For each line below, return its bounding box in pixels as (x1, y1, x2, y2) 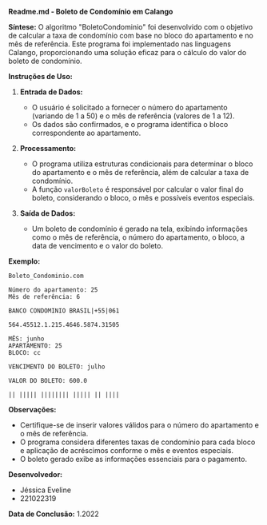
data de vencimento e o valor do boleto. (31, 241, 164, 250)
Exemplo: (8, 257, 41, 266)
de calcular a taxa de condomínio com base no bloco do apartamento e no (8, 31, 254, 40)
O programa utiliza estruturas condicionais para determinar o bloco (31, 159, 253, 169)
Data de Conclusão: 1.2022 (8, 509, 100, 519)
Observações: (8, 405, 57, 414)
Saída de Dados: (19, 209, 76, 218)
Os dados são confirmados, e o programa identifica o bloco (31, 120, 229, 129)
